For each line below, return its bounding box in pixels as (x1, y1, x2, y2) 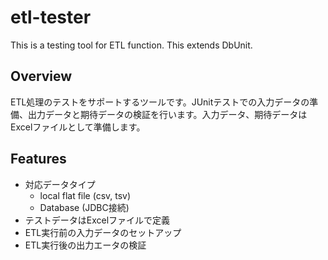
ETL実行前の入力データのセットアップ (24, 226, 182, 238)
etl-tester (10, 6, 92, 29)
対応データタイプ (24, 178, 96, 190)
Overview (10, 68, 73, 85)
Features (10, 151, 67, 168)
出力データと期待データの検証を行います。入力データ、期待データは (27, 108, 308, 120)
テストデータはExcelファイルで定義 (24, 214, 171, 226)
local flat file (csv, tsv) (39, 189, 132, 201)
